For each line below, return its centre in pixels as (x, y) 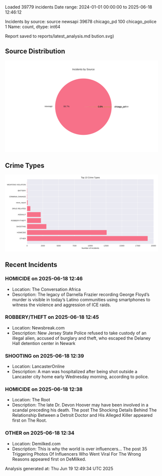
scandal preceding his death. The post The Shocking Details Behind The (84, 410)
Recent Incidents (31, 265)
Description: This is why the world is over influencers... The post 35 (80, 449)
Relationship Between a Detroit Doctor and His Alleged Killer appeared (82, 415)
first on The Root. (29, 420)
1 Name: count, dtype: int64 (33, 27)
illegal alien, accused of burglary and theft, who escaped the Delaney (81, 338)
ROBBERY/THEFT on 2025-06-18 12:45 (52, 317)
